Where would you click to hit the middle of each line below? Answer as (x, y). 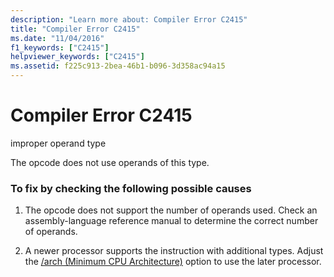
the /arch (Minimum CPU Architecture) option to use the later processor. (173, 262)
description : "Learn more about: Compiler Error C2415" (129, 19)
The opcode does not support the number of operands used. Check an (171, 210)
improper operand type (58, 143)
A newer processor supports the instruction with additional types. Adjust (174, 251)
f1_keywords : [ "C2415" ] (60, 47)
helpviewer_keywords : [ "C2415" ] (77, 57)
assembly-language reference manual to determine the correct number (171, 221)
